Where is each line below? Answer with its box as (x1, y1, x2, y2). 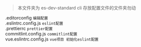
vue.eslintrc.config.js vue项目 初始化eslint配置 (5, 36, 99, 42)
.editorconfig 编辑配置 (5, 15, 48, 20)
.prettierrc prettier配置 (5, 25, 53, 31)
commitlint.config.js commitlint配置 (5, 31, 78, 36)
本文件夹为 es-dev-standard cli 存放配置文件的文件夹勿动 (17, 5, 136, 10)
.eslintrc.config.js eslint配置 (5, 20, 63, 26)
